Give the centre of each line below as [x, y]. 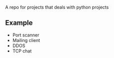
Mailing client [26, 40]
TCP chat [22, 51]
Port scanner [26, 35]
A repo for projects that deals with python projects [57, 7]
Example [19, 23]
